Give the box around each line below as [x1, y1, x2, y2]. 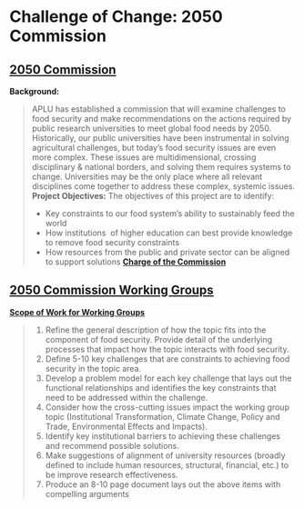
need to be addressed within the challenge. [45, 392, 208, 403]
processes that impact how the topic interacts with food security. [45, 344, 289, 354]
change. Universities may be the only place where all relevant [31, 171, 263, 182]
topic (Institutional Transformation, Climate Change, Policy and [45, 411, 280, 422]
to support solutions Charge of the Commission [45, 256, 227, 267]
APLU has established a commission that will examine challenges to [31, 104, 287, 115]
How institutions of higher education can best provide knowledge [45, 227, 293, 238]
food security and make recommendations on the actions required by [31, 114, 292, 124]
